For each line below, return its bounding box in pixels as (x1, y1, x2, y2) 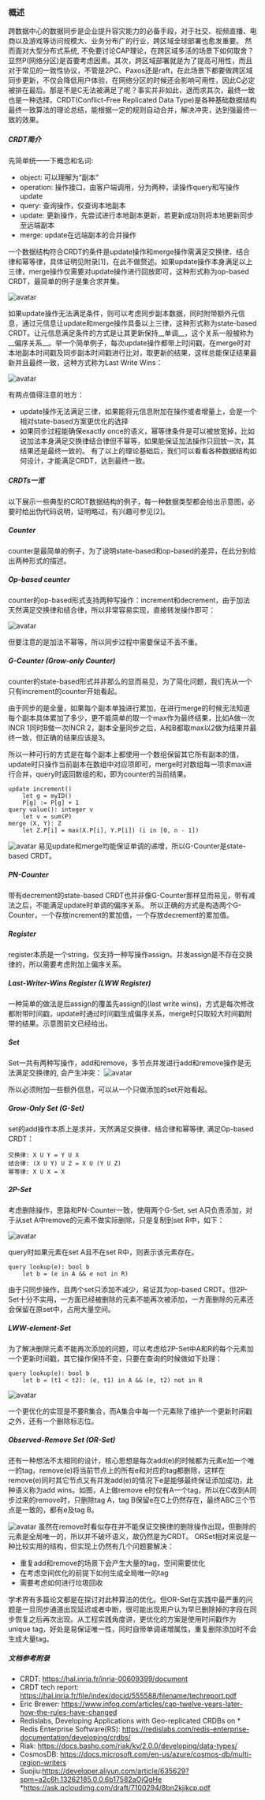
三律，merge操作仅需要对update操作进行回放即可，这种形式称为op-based (8, 266, 250, 277)
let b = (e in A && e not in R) (22, 1269, 129, 1278)
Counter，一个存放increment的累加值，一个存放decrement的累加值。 (8, 911, 234, 920)
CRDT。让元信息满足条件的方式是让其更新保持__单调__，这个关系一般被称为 (8, 329, 254, 338)
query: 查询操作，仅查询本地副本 (19, 201, 126, 211)
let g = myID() (22, 792, 73, 800)
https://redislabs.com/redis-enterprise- (121, 1724, 250, 1734)
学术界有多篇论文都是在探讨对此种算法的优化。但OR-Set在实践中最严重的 (8, 1594, 246, 1604)
